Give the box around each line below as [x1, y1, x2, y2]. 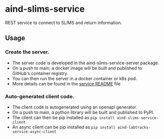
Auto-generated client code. [5, 93, 75, 100]
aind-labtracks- [117, 125, 151, 130]
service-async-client [12, 129, 56, 134]
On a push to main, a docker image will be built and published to [12, 65, 142, 71]
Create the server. [5, 49, 50, 56]
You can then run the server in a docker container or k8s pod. [12, 75, 137, 82]
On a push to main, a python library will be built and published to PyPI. [12, 109, 155, 115]
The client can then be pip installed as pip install [12, 114, 115, 120]
